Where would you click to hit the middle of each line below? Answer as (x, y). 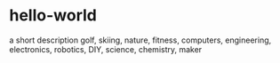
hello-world (53, 16)
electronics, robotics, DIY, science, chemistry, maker (106, 49)
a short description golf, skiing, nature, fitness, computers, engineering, (140, 40)
